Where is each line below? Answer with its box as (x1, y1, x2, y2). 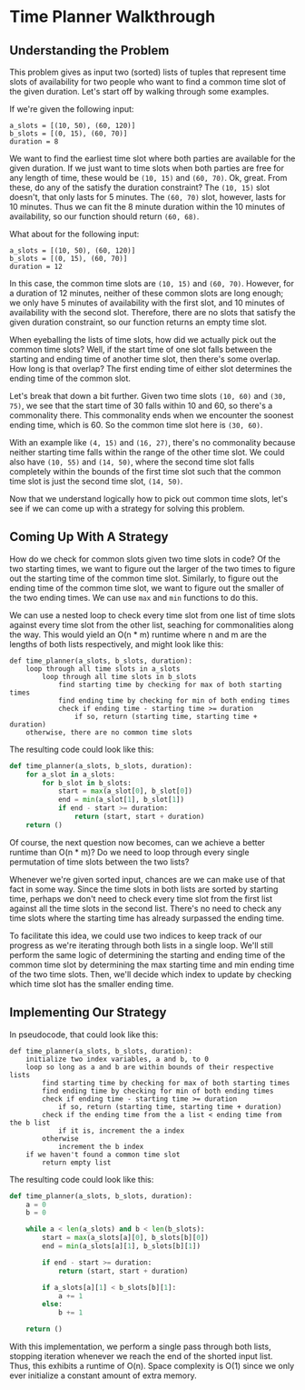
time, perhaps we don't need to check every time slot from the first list (9, 893, 273, 904)
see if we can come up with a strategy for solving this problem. (9, 503, 245, 514)
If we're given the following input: (9, 104, 134, 115)
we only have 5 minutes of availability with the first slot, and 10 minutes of (9, 297, 286, 308)
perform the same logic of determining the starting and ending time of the (9, 949, 286, 960)
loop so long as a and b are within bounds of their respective (25, 1062, 274, 1072)
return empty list (42, 1157, 112, 1167)
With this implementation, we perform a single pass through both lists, (9, 1341, 271, 1352)
